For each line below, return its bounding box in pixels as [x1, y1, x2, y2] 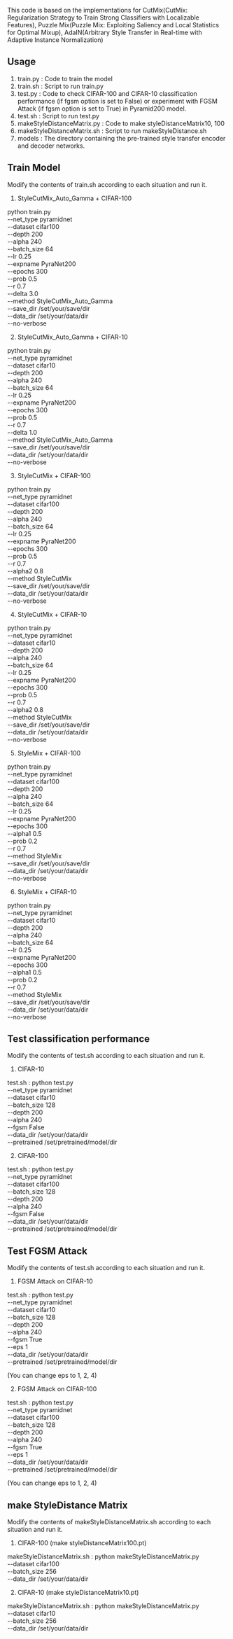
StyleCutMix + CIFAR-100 [17, 471, 91, 480]
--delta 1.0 [7, 428, 37, 436]
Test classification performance [7, 1033, 150, 1045]
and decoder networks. [17, 141, 85, 150]
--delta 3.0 [7, 289, 38, 298]
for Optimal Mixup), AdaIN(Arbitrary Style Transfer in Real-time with [7, 28, 203, 36]
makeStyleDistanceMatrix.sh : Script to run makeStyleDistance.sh [17, 126, 207, 135]
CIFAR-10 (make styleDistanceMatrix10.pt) [17, 1589, 139, 1597]
